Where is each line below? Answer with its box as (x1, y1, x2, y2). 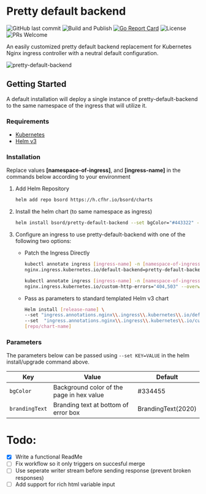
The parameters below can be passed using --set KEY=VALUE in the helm (6, 352, 190, 359)
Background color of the (53, 383, 123, 392)
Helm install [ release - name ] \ (24, 306, 105, 313)
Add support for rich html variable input (15, 481, 115, 488)
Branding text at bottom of (53, 401, 129, 410)
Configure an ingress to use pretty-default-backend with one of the (15, 231, 186, 238)
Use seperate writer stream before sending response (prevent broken (15, 467, 191, 474)
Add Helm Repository (15, 185, 69, 192)
